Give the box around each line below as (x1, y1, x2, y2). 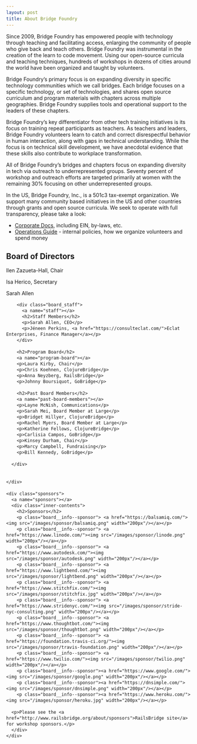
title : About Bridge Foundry (6, 15, 78, 22)
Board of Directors (6, 251, 75, 261)
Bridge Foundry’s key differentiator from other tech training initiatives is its (6, 118, 186, 125)
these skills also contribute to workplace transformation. (6, 149, 142, 156)
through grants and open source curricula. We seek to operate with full (6, 204, 178, 211)
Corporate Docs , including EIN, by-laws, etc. (14, 221, 122, 229)
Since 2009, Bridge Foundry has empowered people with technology (6, 32, 173, 40)
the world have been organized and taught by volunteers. (6, 64, 145, 71)
